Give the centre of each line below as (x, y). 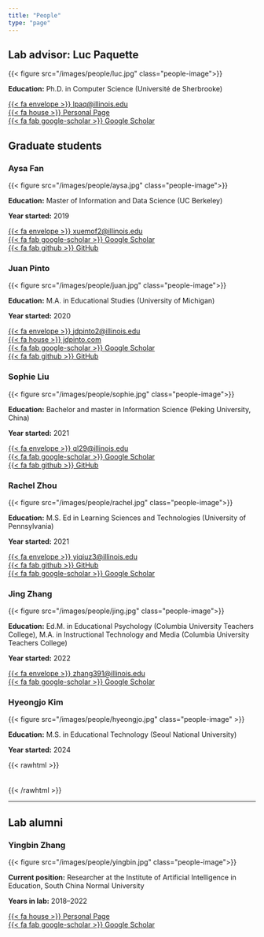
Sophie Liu (29, 377)
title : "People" (35, 15)
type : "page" (29, 23)
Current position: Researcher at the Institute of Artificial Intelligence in (123, 878)
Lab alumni (36, 822)
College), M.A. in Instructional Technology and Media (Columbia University (129, 634)
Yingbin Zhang (37, 845)
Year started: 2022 (39, 658)
